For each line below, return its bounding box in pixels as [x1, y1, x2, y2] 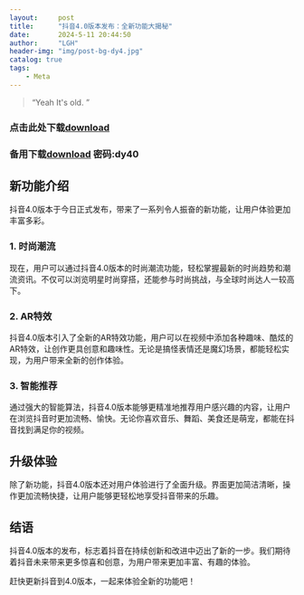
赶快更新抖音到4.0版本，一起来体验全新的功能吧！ [9, 575, 196, 586]
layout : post [9, 13, 75, 23]
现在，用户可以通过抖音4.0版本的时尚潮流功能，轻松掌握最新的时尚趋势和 [9, 262, 283, 273]
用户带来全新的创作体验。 [33, 354, 128, 365]
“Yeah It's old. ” [31, 97, 90, 108]
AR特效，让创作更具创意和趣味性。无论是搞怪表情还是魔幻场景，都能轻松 [9, 344, 282, 354]
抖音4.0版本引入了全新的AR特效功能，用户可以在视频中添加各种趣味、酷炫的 [9, 332, 294, 343]
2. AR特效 [9, 309, 52, 322]
